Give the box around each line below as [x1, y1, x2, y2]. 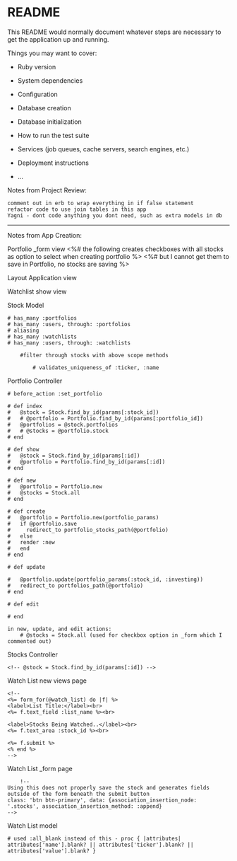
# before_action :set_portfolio [7, 390, 102, 397]
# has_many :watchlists [7, 333, 78, 340]
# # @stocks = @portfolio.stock [7, 427, 109, 434]
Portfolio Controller [7, 376, 63, 385]
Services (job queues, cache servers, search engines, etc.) [17, 144, 190, 153]
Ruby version [17, 62, 56, 71]
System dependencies [17, 76, 83, 85]
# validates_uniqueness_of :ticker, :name [32, 364, 159, 371]
